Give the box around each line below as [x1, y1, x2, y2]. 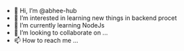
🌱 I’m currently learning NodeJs [13, 21, 105, 29]
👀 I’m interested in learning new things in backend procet [13, 14, 177, 22]
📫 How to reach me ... [13, 37, 78, 44]
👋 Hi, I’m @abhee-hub [13, 7, 78, 14]
